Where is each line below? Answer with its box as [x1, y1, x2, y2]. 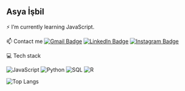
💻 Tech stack [6, 52, 41, 59]
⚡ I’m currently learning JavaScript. [6, 23, 95, 30]
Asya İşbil [6, 7, 44, 17]
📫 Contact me [6, 38, 43, 45]
